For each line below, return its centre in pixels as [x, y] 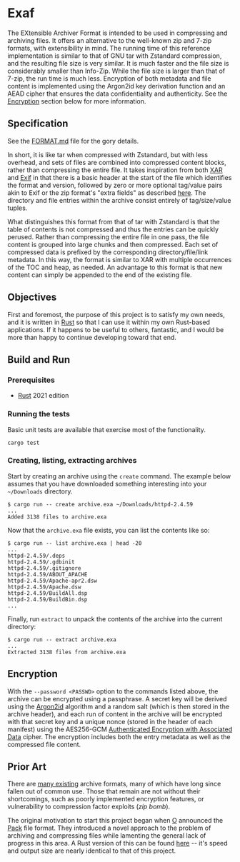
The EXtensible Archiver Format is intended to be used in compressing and [117, 33]
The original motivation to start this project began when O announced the [115, 821]
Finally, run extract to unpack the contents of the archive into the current [115, 618]
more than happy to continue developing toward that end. [92, 337]
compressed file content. [44, 744]
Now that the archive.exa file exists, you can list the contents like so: [109, 530]
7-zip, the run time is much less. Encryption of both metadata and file [109, 78]
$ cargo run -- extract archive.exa [62, 640]
